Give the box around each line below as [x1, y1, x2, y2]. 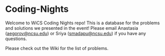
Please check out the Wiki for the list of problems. [5, 45, 109, 51]
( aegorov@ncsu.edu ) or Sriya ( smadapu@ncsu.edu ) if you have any [5, 30, 146, 36]
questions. [5, 36, 27, 42]
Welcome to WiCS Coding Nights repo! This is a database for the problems [5, 20, 160, 26]
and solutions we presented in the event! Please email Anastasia [5, 25, 138, 31]
